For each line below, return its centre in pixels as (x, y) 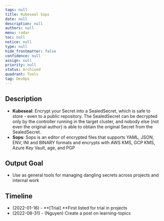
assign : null (19, 60)
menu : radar (17, 33)
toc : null (15, 38)
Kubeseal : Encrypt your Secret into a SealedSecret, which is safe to (81, 111)
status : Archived (23, 70)
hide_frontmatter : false (31, 51)
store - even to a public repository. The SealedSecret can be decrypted (85, 116)
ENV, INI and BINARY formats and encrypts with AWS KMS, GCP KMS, (84, 142)
